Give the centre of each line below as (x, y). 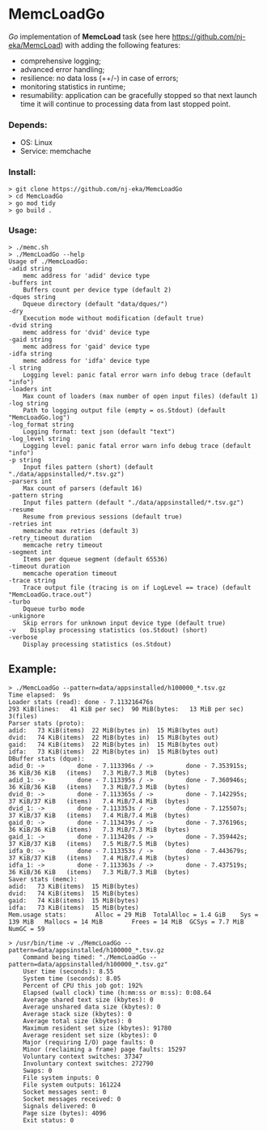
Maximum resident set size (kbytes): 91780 (97, 1028)
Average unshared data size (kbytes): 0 (92, 1007)
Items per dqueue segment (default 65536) (95, 559)
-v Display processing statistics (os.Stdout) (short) (108, 630)
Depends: (28, 125)
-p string (25, 460)
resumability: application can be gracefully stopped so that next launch (138, 95)
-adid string (30, 268)
